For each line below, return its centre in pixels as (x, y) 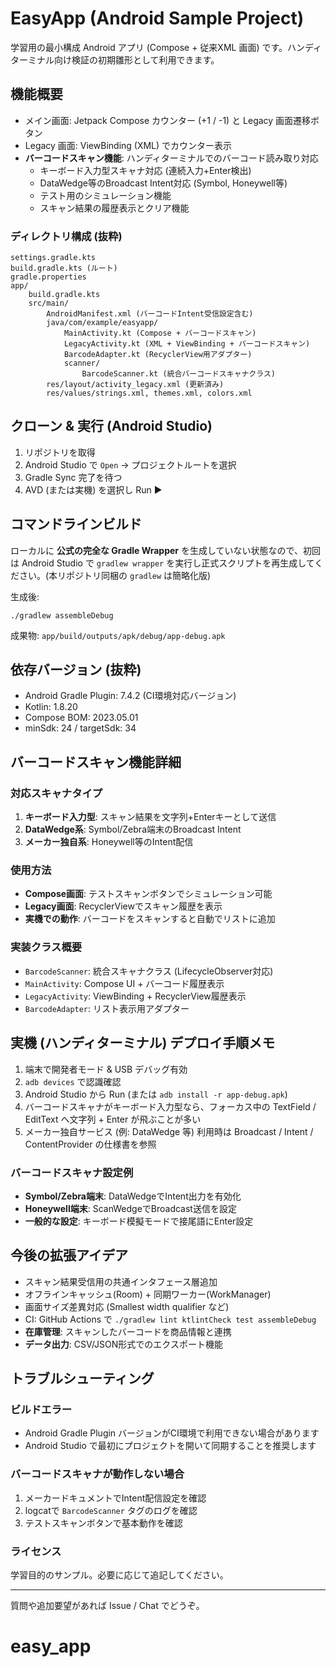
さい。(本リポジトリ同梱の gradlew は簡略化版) (115, 575)
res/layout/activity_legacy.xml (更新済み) (135, 385)
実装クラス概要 (46, 947)
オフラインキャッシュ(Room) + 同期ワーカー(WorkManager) (148, 1294)
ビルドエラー (41, 1409)
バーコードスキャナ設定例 (72, 1172)
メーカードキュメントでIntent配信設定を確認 (115, 1498)
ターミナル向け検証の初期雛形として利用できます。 (115, 59)
